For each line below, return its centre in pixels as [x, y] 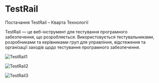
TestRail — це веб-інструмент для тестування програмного [66, 32]
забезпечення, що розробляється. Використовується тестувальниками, [80, 37]
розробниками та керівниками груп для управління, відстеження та [75, 42]
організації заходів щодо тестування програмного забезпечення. [73, 47]
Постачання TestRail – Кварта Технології [47, 22]
